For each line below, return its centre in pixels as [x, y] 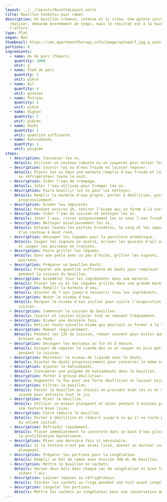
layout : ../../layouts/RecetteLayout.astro [51, 10]
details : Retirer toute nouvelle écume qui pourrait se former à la [86, 325]
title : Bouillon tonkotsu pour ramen [44, 14]
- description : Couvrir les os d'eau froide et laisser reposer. [79, 167]
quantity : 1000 [30, 61]
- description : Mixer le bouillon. [46, 399]
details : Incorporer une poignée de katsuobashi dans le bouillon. [85, 371]
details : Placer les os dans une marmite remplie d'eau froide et [84, 172]
